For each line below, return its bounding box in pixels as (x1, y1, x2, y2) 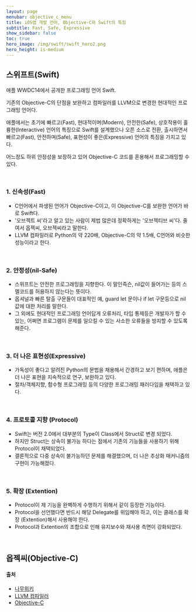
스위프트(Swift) (6, 70, 60, 80)
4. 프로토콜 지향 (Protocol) (6, 416, 78, 424)
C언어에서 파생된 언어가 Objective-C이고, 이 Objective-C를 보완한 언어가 (14, 202, 183, 209)
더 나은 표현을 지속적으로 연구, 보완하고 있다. (14, 374, 116, 381)
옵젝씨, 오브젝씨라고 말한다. (25, 224, 88, 231)
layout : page (6, 8, 38, 15)
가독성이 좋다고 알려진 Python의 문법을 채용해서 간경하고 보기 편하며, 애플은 (14, 367, 188, 374)
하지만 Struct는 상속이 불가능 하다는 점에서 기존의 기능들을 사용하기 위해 (14, 437, 180, 445)
